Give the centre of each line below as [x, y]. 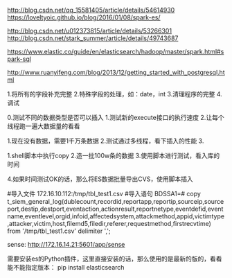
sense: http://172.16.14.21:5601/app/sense [66, 244]
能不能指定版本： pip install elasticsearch [66, 267]
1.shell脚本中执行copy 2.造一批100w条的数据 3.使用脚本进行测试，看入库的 [114, 156]
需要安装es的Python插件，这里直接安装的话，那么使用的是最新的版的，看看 [115, 259]
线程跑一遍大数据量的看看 [44, 126]
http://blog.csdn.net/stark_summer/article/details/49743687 [93, 38]
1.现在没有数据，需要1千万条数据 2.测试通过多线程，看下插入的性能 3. [106, 141]
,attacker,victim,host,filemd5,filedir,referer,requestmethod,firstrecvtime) [109, 224]
